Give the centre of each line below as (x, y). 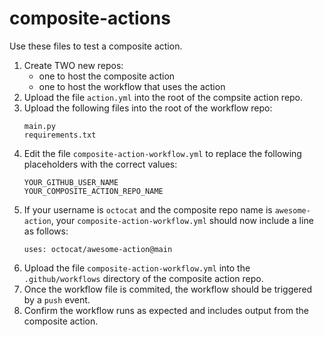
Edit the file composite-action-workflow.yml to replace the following (162, 153)
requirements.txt (60, 135)
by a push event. (57, 299)
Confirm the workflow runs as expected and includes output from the (166, 310)
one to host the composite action (107, 76)
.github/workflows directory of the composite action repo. (143, 278)
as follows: (46, 231)
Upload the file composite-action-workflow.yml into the (137, 268)
